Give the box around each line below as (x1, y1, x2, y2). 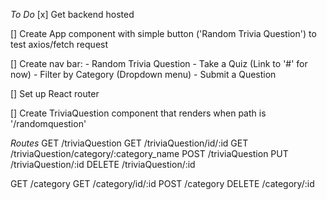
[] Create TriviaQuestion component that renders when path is (10, 107, 267, 119)
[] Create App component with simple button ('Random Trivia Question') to (10, 28, 317, 39)
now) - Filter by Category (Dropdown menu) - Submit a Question (10, 69, 277, 80)
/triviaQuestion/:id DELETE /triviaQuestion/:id (10, 159, 196, 170)
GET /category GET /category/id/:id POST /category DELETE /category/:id (10, 178, 315, 189)
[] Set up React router (10, 88, 100, 99)
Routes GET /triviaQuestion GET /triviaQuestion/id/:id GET (10, 137, 249, 149)
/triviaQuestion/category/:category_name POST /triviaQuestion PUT (10, 148, 289, 159)
